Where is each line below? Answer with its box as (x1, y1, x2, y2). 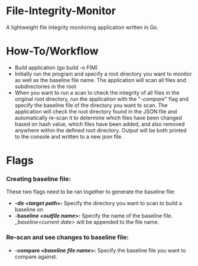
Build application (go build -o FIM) (14, 64, 98, 71)
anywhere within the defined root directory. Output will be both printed (14, 126, 187, 134)
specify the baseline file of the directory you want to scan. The (14, 102, 168, 109)
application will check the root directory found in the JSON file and (14, 108, 177, 115)
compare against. (14, 253, 58, 260)
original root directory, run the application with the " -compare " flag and (14, 95, 189, 102)
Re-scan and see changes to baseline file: (6, 233, 129, 242)
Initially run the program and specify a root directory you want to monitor (14, 70, 192, 77)
